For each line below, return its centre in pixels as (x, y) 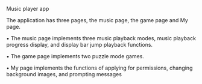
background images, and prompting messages (64, 74)
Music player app (28, 9)
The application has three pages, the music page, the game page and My (97, 20)
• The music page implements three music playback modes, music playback (101, 38)
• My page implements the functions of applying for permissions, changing (99, 68)
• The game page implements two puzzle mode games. (75, 56)
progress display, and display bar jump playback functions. (79, 45)
